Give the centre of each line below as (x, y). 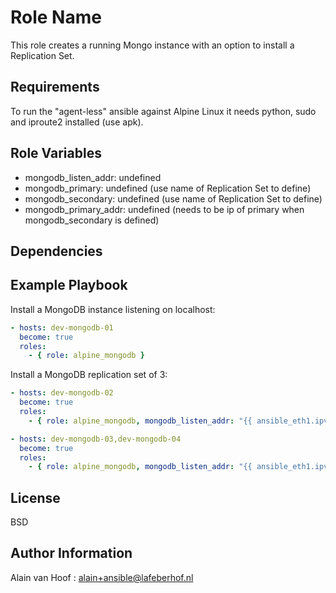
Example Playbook (69, 285)
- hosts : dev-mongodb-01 (62, 327)
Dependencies (56, 251)
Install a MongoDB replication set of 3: (89, 375)
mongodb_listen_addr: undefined (93, 177)
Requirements (55, 87)
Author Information (71, 553)
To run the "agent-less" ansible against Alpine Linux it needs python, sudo (163, 111)
